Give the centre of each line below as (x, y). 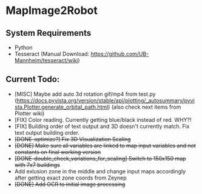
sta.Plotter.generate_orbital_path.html (61, 107)
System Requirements (49, 33)
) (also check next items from (144, 107)
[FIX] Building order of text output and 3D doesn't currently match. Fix (102, 126)
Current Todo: (33, 79)
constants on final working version (58, 152)
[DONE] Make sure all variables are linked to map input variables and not (105, 145)
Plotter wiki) (29, 113)
